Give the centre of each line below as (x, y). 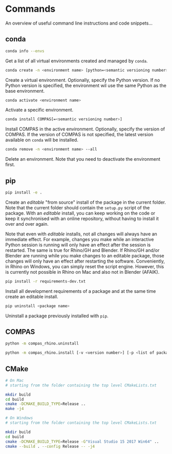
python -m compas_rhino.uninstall (42, 343)
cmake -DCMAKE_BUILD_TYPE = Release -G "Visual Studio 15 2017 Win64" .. (82, 441)
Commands (30, 9)
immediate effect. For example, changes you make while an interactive (80, 239)
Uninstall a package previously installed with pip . (57, 316)
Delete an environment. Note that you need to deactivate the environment (83, 159)
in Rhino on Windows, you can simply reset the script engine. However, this (85, 266)
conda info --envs (25, 51)
